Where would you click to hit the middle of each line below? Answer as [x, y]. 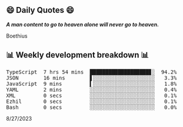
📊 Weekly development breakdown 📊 [77, 55]
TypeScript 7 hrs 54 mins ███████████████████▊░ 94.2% [91, 72]
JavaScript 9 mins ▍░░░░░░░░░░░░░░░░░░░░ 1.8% [91, 83]
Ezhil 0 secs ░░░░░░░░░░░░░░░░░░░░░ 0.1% [91, 101]
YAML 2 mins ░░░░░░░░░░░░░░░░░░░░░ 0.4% [91, 89]
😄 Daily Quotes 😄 [40, 10]
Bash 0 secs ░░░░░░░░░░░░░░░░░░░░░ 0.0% [91, 107]
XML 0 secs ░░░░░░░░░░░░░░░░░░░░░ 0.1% [91, 95]
